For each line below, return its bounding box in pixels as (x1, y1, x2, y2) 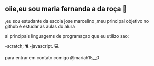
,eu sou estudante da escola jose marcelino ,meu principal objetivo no (5, 18, 149, 24)
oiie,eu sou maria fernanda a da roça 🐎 (5, 5, 127, 13)
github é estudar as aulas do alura (5, 23, 75, 29)
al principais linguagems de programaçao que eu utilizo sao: (5, 33, 129, 39)
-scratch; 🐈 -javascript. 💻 (5, 43, 59, 49)
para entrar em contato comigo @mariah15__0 (5, 54, 100, 60)
